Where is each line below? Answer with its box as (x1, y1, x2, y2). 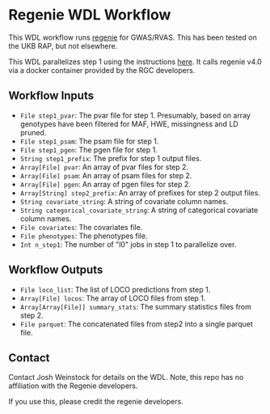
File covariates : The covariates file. (19, 222, 143, 232)
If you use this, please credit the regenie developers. (8, 397, 184, 407)
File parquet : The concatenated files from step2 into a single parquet (19, 318, 253, 329)
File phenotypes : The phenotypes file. (19, 231, 148, 241)
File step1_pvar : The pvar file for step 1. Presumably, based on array (19, 110, 251, 120)
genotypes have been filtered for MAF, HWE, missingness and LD (19, 119, 238, 129)
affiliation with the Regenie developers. (8, 381, 138, 391)
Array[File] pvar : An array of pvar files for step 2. (19, 162, 188, 172)
